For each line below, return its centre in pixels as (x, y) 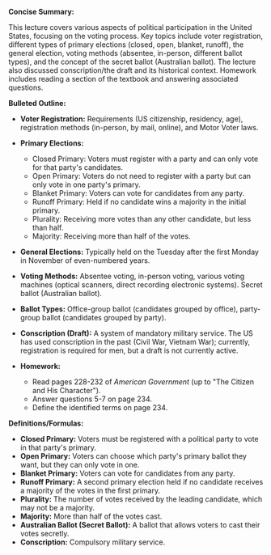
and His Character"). (66, 390)
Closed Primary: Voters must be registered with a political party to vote (139, 439)
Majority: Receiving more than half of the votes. (111, 236)
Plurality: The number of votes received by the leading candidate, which (141, 499)
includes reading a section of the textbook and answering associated (123, 79)
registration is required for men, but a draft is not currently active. (129, 350)
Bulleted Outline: (37, 103)
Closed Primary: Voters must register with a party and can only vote (145, 159)
